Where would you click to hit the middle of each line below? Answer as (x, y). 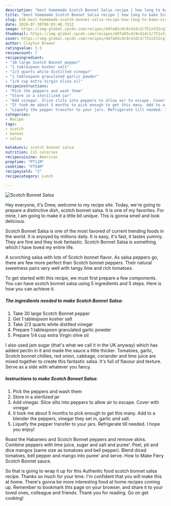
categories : (18, 115)
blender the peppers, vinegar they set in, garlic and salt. (72, 419)
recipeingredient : (25, 57)
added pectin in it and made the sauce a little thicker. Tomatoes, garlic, (79, 351)
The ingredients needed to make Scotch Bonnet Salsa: (64, 301)
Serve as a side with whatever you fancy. (48, 367)
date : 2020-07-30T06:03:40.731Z (39, 24)
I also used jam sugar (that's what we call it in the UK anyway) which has (81, 345)
